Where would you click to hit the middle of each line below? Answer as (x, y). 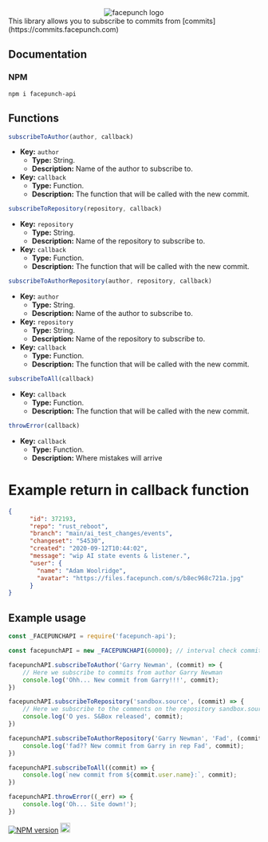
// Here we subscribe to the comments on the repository (119, 710)
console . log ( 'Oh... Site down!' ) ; (80, 804)
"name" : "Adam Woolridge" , (82, 571)
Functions (34, 119)
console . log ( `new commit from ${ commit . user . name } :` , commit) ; (130, 775)
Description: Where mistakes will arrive (97, 457)
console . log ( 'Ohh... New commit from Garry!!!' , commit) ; (121, 680)
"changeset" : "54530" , (67, 541)
